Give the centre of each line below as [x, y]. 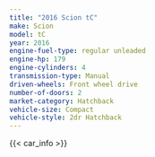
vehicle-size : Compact [52, 109]
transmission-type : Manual [60, 76]
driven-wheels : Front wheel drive [74, 84]
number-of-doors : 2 [46, 92]
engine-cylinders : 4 [48, 68]
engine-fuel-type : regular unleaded [77, 51]
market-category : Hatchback [62, 101]
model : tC [28, 34]
